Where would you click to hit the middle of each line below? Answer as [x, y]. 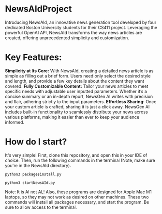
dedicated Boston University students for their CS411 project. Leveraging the [81, 27]
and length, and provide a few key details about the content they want [74, 81]
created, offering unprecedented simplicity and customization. [67, 38]
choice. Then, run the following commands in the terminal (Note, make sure [80, 160]
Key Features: [33, 57]
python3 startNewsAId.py [30, 183]
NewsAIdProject [38, 9]
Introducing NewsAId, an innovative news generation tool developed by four [81, 22]
